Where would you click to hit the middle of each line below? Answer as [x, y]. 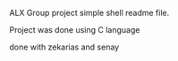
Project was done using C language [75, 30]
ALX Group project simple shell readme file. [89, 13]
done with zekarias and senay [64, 47]
